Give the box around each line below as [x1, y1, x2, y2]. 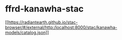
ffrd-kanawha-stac [5, 3, 84, 14]
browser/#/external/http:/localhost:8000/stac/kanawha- [5, 24, 118, 30]
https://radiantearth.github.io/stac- [8, 19, 78, 25]
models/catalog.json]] [5, 29, 49, 35]
